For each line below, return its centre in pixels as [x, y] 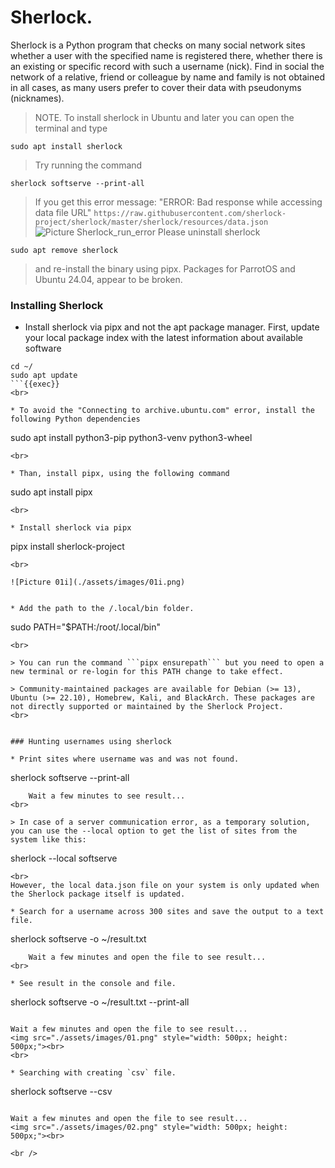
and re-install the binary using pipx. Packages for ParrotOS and [165, 268]
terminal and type [71, 128]
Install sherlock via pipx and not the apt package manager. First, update [172, 327]
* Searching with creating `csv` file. [93, 1073]
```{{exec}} [35, 384]
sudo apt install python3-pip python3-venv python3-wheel [131, 438]
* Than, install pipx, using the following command [120, 474]
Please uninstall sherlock [209, 232]
